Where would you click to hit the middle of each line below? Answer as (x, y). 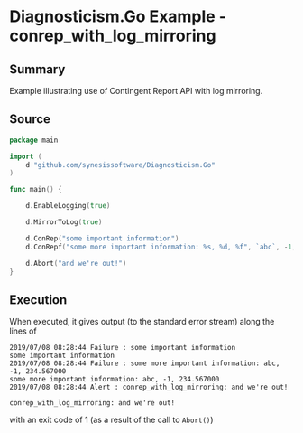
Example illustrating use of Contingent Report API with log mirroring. (136, 91)
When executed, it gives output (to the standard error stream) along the (142, 322)
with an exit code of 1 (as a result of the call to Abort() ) (111, 420)
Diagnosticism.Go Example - (118, 17)
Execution (38, 300)
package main (34, 140)
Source (30, 119)
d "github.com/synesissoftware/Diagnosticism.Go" (121, 165)
